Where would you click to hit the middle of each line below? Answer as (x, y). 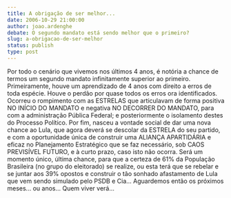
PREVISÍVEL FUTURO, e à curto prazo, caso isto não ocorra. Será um (105, 151)
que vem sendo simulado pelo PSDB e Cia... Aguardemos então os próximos (115, 181)
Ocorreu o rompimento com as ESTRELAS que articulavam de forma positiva (116, 100)
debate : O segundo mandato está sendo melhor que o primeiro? (98, 33)
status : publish (30, 45)
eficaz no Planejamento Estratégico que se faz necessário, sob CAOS (106, 144)
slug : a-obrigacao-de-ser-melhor (55, 39)
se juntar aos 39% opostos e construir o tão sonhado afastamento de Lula (112, 173)
